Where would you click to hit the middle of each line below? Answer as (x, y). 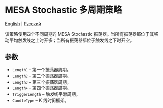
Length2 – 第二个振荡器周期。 (41, 76)
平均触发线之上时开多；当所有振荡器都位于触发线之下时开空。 (71, 40)
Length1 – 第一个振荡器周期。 (41, 69)
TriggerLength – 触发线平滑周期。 (46, 94)
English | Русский (23, 24)
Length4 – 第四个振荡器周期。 (41, 88)
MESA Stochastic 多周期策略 (64, 10)
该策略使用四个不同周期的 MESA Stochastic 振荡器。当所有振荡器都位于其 (80, 34)
